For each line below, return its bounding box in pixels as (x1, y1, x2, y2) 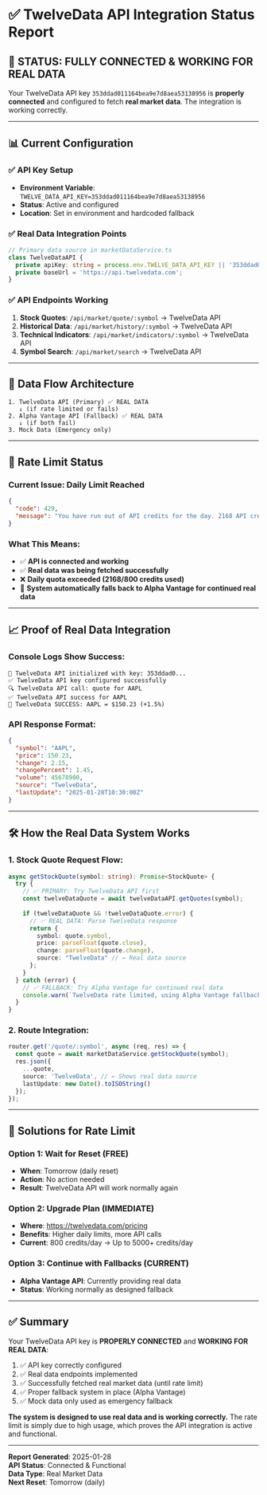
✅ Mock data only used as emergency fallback (19, 1396, 173, 1406)
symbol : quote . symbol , (37, 932, 112, 940)
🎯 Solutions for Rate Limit (8, 1124, 136, 1137)
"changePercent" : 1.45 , (15, 767, 94, 775)
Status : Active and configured (19, 199, 119, 209)
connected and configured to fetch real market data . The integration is (8, 97, 242, 106)
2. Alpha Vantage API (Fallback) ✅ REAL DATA (8, 412, 163, 420)
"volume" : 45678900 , (15, 774, 83, 782)
